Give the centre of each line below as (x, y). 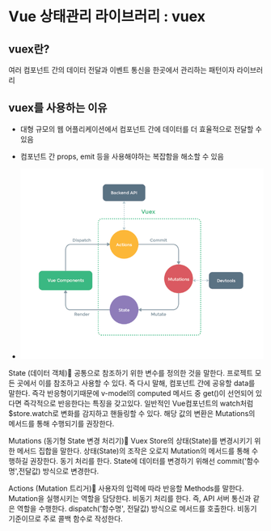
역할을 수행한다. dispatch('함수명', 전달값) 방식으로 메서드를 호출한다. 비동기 (137, 509)
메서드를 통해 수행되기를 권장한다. (61, 424)
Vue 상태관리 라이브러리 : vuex (107, 17)
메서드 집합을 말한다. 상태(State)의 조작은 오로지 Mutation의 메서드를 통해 (133, 451)
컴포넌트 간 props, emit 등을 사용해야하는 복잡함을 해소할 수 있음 (122, 156)
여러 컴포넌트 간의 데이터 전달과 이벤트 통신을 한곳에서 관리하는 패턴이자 (122, 70)
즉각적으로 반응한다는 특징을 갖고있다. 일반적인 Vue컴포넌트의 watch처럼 (138, 404)
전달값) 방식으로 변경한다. (59, 471)
